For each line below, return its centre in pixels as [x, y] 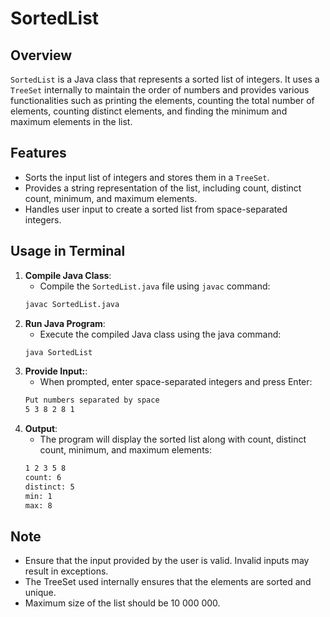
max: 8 [38, 505]
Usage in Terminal [68, 251]
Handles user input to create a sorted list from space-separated [156, 209]
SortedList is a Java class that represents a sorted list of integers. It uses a [165, 79]
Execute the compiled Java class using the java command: [160, 334]
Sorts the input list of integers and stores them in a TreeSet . [147, 177]
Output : [41, 429]
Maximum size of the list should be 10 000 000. [122, 603]
